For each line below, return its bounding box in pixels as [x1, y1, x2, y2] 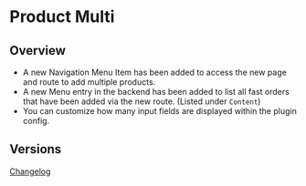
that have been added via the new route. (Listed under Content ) [22, 96, 261, 107]
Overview [9, 43, 67, 58]
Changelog [9, 166, 51, 177]
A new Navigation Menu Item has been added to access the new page [22, 67, 288, 77]
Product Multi [9, 6, 115, 27]
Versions [9, 141, 62, 157]
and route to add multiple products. [22, 77, 156, 88]
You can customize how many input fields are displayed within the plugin [22, 106, 297, 116]
